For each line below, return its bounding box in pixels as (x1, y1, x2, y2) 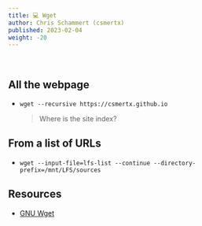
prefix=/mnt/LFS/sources (19, 166, 101, 174)
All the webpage (8, 78, 90, 91)
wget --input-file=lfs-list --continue (19, 159, 151, 167)
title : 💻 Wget (8, 11, 57, 20)
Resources (8, 187, 62, 201)
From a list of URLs (8, 137, 101, 150)
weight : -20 (8, 33, 47, 42)
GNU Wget (19, 208, 55, 217)
